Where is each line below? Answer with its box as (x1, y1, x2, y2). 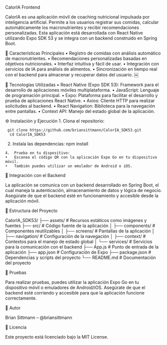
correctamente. (5, 295, 37, 301)
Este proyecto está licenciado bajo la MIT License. (5, 334, 109, 339)
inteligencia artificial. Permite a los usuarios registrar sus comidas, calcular (5, 19, 159, 25)
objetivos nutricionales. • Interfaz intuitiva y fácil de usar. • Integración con (5, 61, 160, 66)
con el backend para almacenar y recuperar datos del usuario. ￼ (5, 72, 139, 77)
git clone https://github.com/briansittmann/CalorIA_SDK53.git (7, 127, 142, 132)
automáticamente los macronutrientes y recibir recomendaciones (5, 24, 140, 30)
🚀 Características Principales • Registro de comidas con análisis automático (5, 50, 161, 56)
